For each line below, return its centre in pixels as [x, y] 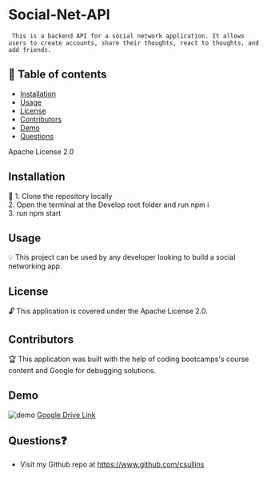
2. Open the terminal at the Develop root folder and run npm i [109, 205]
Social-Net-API [59, 15]
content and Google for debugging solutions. [82, 370]
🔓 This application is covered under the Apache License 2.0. [108, 311]
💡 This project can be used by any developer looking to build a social [122, 257]
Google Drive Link [66, 415]
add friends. [30, 50]
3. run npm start [35, 213]
